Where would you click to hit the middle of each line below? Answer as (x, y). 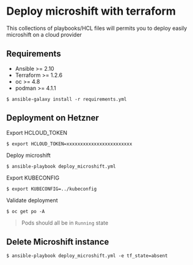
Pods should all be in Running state (65, 223)
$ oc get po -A (26, 211)
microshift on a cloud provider (44, 34)
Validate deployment (32, 200)
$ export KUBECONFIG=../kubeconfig (52, 189)
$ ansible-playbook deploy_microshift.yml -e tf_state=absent (87, 256)
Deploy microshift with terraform (91, 11)
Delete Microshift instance (58, 241)
